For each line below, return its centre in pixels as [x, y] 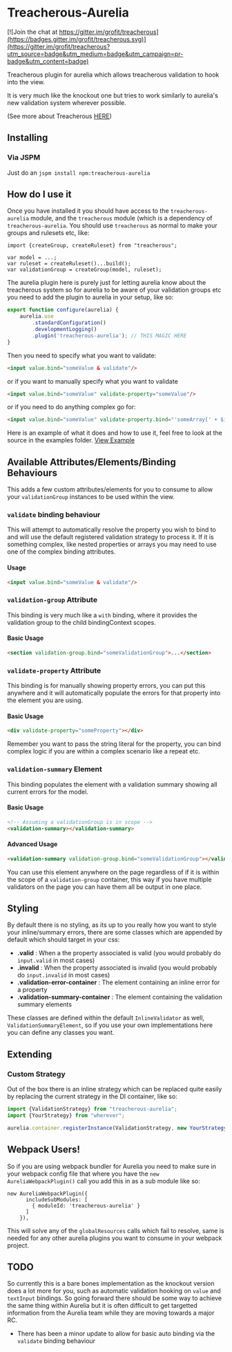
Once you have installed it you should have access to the [88, 211]
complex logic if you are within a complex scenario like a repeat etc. [104, 751]
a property [32, 990]
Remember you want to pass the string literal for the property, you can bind [114, 744]
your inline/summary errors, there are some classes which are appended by [115, 932]
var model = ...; [32, 258]
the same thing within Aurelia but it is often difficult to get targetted [103, 1306]
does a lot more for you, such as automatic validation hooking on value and [114, 1291]
